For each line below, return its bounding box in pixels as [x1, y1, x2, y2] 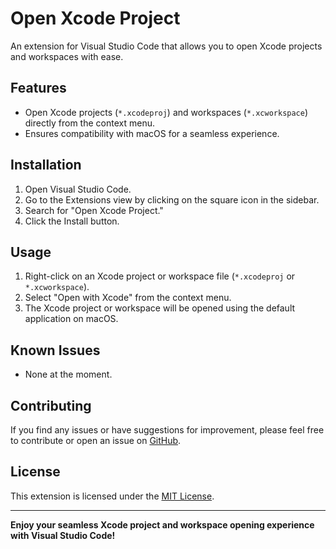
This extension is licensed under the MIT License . [10, 490, 215, 502]
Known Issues [10, 342, 101, 359]
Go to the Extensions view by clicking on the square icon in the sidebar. [24, 193, 320, 206]
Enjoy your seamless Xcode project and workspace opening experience [10, 518, 315, 531]
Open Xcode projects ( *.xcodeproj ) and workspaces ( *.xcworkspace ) [24, 106, 309, 118]
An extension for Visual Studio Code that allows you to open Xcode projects [10, 40, 323, 52]
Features [10, 80, 67, 97]
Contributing [10, 397, 92, 414]
